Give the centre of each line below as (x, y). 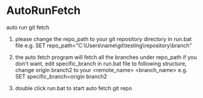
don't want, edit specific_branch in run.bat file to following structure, (101, 64)
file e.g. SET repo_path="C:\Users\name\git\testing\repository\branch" (104, 45)
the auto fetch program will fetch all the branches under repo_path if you (106, 57)
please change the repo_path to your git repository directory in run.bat (103, 39)
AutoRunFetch (43, 11)
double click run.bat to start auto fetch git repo (74, 88)
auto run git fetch (28, 27)
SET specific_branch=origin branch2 (61, 76)
